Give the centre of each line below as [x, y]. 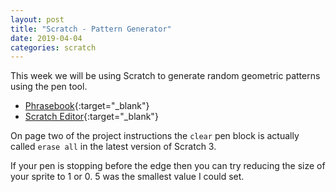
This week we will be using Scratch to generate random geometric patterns [165, 76]
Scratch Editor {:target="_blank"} [91, 117]
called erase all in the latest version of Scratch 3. [113, 147]
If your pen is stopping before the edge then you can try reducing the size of [168, 166]
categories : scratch [53, 47]
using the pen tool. [49, 87]
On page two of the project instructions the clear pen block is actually [155, 136]
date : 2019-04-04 [46, 38]
